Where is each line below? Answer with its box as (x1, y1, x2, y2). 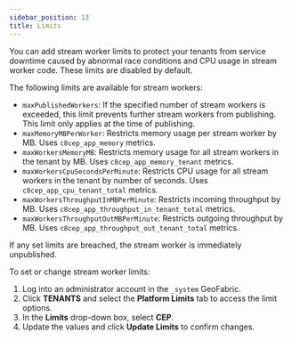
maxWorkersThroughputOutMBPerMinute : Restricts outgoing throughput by (21, 213, 283, 223)
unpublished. (9, 248, 58, 259)
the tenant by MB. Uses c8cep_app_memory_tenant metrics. (21, 156, 234, 166)
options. (21, 302, 53, 313)
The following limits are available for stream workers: (9, 82, 203, 93)
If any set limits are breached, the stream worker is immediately (9, 240, 242, 250)
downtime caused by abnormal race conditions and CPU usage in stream (9, 55, 278, 66)
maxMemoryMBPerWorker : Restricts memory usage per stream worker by (21, 127, 278, 138)
